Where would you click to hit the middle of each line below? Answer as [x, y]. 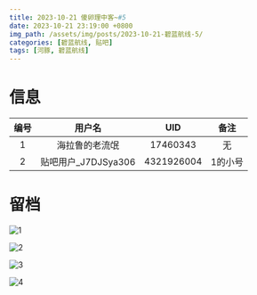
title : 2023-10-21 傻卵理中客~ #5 [68, 17]
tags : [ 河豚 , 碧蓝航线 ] [49, 51]
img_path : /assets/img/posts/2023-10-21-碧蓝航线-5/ [106, 34]
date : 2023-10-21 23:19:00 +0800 [71, 26]
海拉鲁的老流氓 [88, 145]
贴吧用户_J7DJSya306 [88, 162]
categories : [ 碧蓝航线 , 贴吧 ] [61, 42]
